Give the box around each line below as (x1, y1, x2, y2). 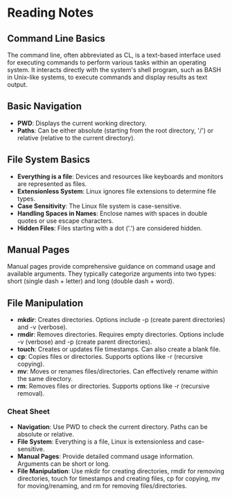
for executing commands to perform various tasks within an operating (7, 58, 206, 67)
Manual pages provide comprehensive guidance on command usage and (7, 262, 216, 271)
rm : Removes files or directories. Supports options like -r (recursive (17, 382, 210, 390)
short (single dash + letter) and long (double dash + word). (7, 277, 175, 285)
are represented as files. (17, 179, 87, 188)
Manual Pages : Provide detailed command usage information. (17, 452, 195, 460)
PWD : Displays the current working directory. (17, 119, 147, 127)
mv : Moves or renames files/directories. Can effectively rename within (17, 367, 218, 376)
